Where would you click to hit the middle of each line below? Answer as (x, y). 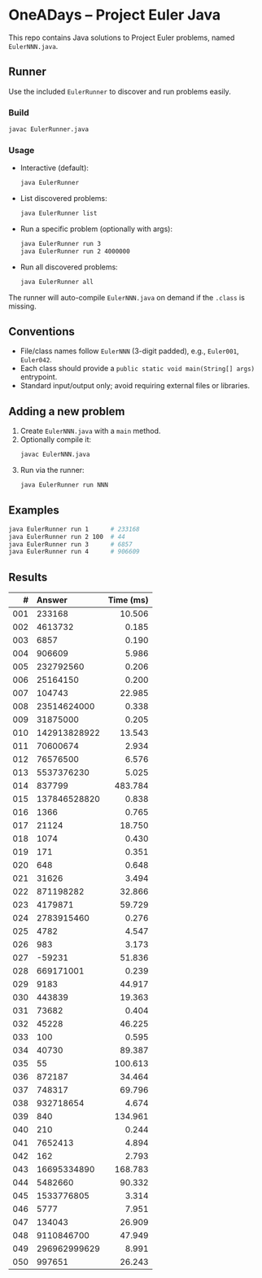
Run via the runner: (52, 470)
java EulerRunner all (57, 282)
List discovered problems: (63, 199)
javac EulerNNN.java (55, 455)
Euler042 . (36, 360)
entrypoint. (39, 377)
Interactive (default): (55, 168)
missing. (22, 306)
